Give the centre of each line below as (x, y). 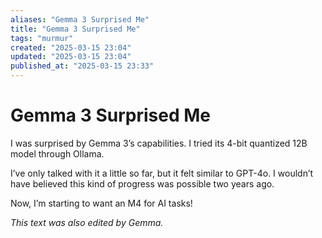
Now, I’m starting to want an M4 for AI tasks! (101, 203)
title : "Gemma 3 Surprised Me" (75, 29)
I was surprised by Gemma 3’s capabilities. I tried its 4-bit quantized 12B (159, 143)
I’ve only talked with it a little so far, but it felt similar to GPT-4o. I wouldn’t (162, 173)
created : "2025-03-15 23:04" (71, 47)
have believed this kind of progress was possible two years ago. (142, 183)
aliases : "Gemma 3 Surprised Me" (80, 19)
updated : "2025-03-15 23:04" (71, 57)
